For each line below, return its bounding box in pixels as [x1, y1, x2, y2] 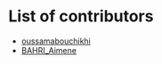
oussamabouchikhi [20, 36, 91, 46]
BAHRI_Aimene [20, 44, 77, 55]
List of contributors [8, 6, 154, 27]
